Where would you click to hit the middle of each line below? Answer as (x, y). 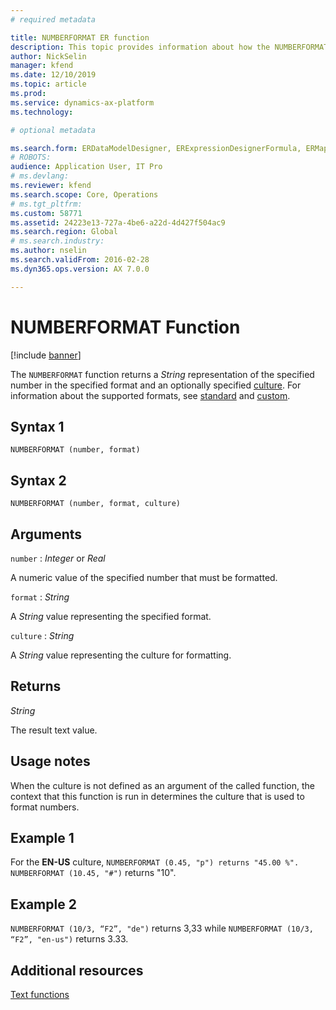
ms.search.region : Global (64, 232)
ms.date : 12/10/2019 (53, 75)
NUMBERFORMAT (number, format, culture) (96, 504)
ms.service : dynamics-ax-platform (82, 102)
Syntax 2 (38, 480)
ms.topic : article (48, 84)
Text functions (40, 995)
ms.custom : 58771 (46, 213)
